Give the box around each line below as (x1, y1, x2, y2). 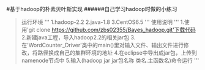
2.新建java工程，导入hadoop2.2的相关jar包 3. (21, 34, 136, 41)
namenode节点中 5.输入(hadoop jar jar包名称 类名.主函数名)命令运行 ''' (21, 57, 199, 64)
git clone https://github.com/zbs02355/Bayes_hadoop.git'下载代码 (28, 26, 196, 33)
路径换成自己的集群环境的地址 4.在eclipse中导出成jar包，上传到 (37, 49, 197, 56)
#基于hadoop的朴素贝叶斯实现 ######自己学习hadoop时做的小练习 (6, 6, 177, 12)
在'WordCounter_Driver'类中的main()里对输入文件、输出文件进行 (21, 42, 184, 49)
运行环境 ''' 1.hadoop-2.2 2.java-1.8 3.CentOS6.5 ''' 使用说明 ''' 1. (21, 18, 185, 26)
